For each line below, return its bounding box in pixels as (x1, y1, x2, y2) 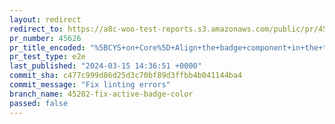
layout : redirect (9, 14, 82, 25)
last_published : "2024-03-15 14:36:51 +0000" (9, 61, 202, 71)
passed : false (9, 98, 69, 108)
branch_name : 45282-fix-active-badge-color (9, 89, 194, 99)
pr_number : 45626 (9, 33, 82, 43)
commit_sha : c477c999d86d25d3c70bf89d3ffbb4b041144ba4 (9, 71, 243, 81)
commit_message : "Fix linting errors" (9, 80, 171, 90)
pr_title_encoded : (9, 42, 86, 53)
